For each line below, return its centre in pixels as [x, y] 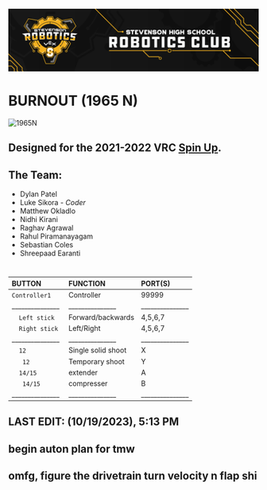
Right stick [39, 329]
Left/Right [85, 328]
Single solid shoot [98, 350]
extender [83, 372]
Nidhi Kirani [39, 220]
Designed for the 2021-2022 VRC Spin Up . [115, 148]
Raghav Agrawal [46, 228]
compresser [88, 383]
